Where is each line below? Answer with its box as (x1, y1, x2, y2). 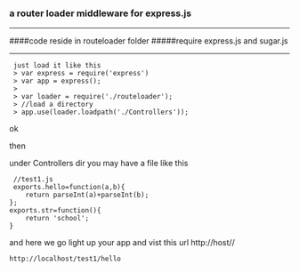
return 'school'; (25, 214, 90, 223)
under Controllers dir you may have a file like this (9, 158, 189, 169)
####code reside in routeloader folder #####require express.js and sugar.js (9, 36, 288, 46)
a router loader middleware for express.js (9, 7, 192, 20)
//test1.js (12, 175, 53, 184)
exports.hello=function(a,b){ (12, 183, 125, 192)
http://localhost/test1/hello (9, 254, 122, 264)
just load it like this (12, 61, 101, 70)
